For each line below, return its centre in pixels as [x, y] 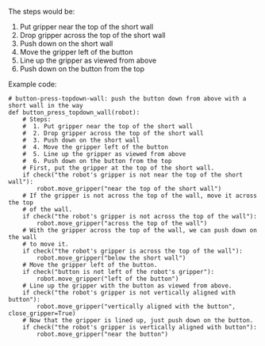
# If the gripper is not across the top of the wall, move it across [140, 196]
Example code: [33, 84]
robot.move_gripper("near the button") [103, 334]
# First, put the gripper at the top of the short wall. [119, 168]
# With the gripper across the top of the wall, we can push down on [140, 230]
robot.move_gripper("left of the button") [108, 279]
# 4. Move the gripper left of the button [96, 147]
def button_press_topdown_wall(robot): [74, 112]
